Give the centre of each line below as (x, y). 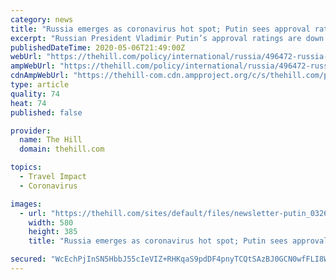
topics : (26, 167)
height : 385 (53, 232)
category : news (42, 19)
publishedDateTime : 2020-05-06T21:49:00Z (98, 47)
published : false (46, 112)
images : (26, 204)
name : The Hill (51, 140)
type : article (40, 85)
